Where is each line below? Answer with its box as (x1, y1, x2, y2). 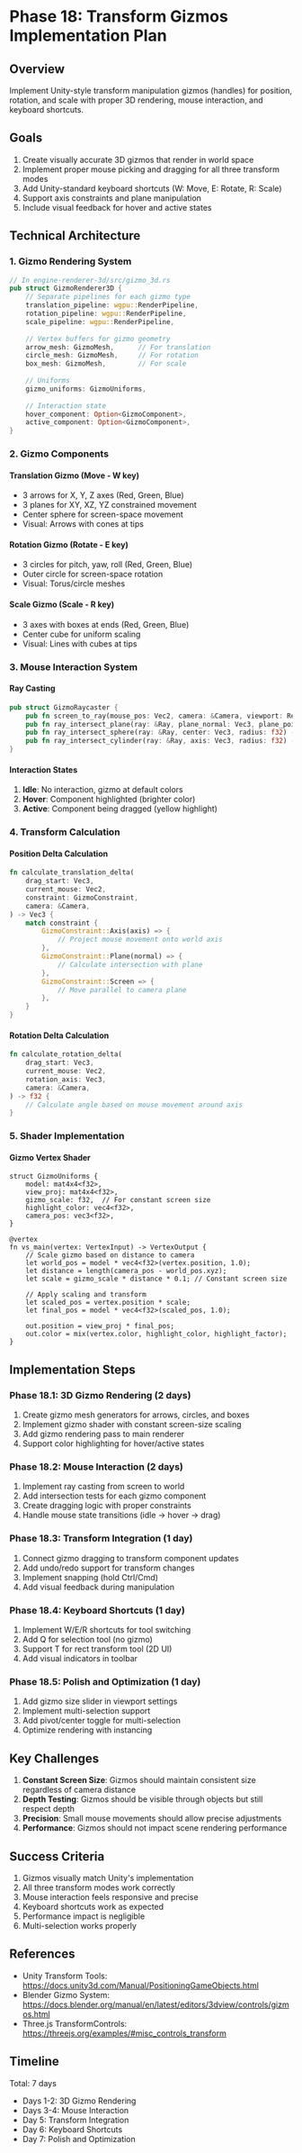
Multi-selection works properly (22, 1920, 138, 1931)
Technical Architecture (9, 228, 141, 244)
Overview (9, 61, 66, 77)
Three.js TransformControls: (22, 2018, 128, 2029)
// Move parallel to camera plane (57, 985, 187, 994)
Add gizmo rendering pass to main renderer (22, 1429, 185, 1440)
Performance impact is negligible (22, 1911, 146, 1922)
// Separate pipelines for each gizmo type (25, 293, 191, 302)
